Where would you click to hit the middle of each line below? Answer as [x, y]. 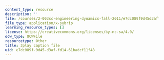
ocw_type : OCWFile [24, 37]
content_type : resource [29, 9]
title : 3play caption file [32, 45]
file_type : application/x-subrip [39, 23]
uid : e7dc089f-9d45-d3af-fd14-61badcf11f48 [50, 50]
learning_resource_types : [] [35, 28]
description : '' [21, 14]
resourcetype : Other [26, 41]
